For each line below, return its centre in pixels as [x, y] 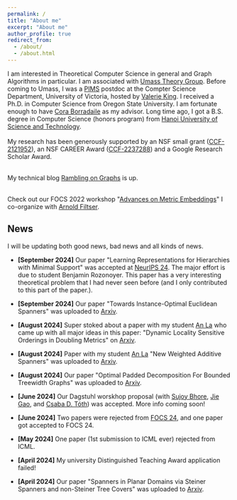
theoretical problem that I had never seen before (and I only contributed [122, 282]
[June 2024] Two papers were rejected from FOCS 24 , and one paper [120, 417]
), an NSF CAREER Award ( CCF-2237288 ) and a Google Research [127, 149]
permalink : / [27, 14]
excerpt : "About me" [38, 27]
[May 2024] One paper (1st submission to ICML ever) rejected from [116, 439]
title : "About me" [34, 21]
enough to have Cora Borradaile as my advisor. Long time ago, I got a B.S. [115, 111]
